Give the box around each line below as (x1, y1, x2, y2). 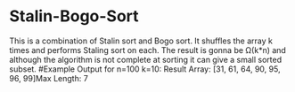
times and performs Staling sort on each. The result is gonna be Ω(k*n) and (9, 44, 287, 55)
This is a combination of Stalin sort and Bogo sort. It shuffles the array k (9, 35, 274, 46)
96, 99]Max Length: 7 (9, 73, 89, 83)
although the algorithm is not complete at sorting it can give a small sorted (9, 54, 283, 65)
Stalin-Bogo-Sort (9, 6, 140, 27)
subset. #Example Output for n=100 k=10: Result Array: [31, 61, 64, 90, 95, (9, 64, 281, 74)
